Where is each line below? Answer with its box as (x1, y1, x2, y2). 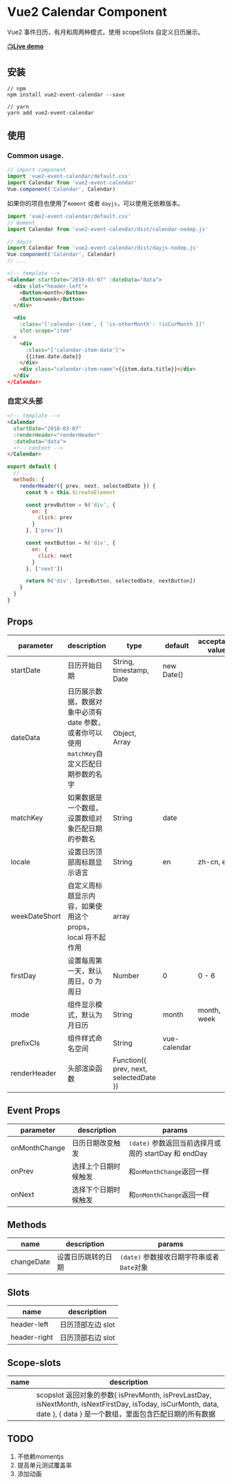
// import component (7, 166, 67, 173)
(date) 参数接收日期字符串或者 (119, 1252, 220, 1262)
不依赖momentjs (17, 1452, 64, 1461)
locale (10, 857, 30, 866)
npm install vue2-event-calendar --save (7, 91, 126, 98)
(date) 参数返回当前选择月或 (128, 1138, 221, 1148)
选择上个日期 (71, 1161, 114, 1171)
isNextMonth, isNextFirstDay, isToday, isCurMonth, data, (36, 1399, 220, 1409)
